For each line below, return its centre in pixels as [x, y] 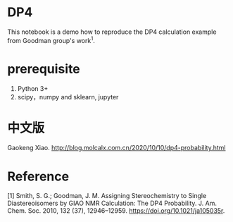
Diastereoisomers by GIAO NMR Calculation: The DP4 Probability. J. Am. [112, 203]
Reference [38, 176]
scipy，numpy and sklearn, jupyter [68, 97]
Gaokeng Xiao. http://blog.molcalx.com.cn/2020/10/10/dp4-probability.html [116, 148]
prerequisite [44, 69]
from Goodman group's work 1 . [51, 39]
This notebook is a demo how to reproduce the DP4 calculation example [112, 32]
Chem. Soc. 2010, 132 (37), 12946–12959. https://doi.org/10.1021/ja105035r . [116, 211]
